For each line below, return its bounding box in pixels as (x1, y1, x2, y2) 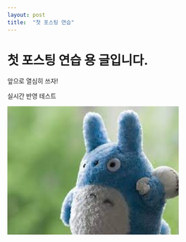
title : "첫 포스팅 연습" (7, 18, 75, 26)
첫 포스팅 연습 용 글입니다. (7, 52, 149, 68)
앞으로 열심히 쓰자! (7, 77, 58, 85)
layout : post (7, 11, 46, 18)
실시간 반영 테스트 (7, 92, 56, 100)
